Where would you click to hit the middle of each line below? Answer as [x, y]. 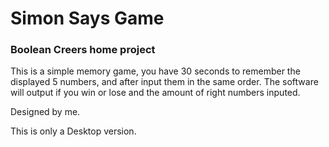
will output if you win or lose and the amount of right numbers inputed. [155, 93]
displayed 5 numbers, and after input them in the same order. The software [164, 82]
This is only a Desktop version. [73, 131]
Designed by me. [45, 112]
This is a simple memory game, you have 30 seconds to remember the [155, 71]
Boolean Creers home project [83, 50]
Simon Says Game [87, 18]
